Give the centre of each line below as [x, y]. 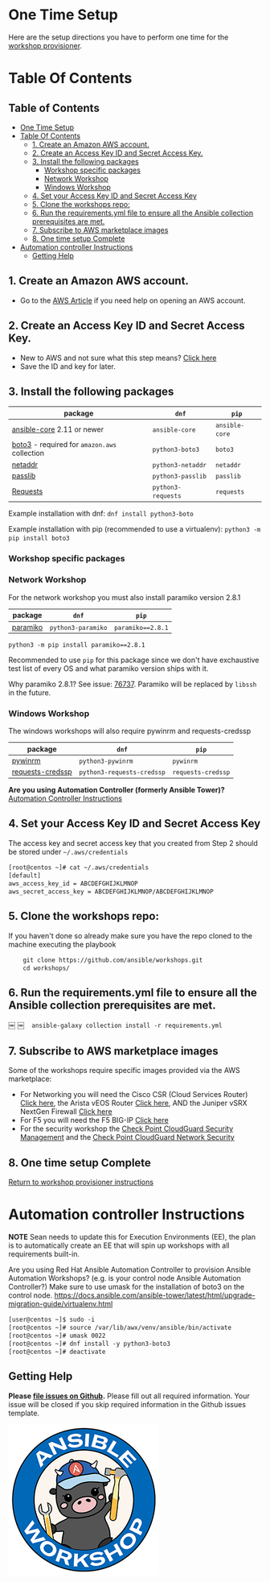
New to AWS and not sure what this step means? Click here [118, 358]
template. [24, 1413]
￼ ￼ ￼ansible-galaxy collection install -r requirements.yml [115, 1025]
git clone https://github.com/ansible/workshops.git [113, 960]
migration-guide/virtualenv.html [61, 1303]
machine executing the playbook [62, 944]
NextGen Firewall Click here [66, 1112]
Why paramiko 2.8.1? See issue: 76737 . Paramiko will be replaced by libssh [133, 684]
